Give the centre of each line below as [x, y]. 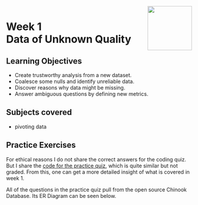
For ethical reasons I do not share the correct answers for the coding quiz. [96, 159]
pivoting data [31, 127]
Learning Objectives [44, 61]
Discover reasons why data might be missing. [70, 87]
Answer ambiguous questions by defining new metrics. [81, 94]
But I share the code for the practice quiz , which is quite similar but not [92, 166]
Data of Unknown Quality [69, 39]
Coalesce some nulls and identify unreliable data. [74, 81]
